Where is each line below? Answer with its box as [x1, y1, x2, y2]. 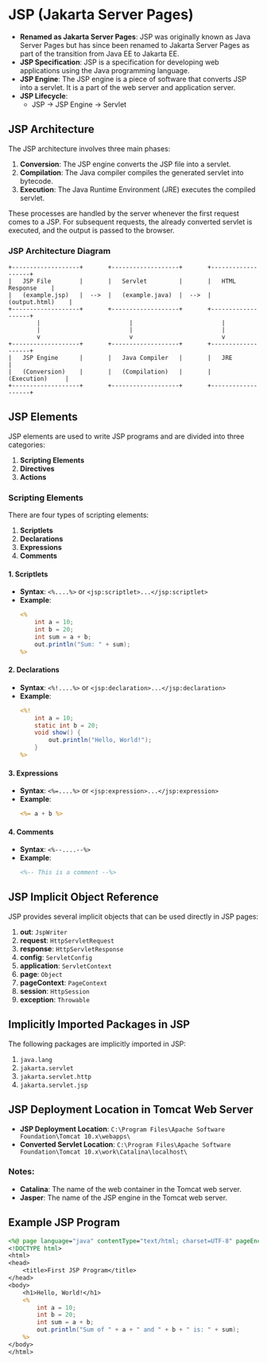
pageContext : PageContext [19, 978, 107, 987]
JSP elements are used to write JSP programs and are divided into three [8, 432, 245, 441]
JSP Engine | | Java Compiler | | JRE [22, 354, 233, 362]
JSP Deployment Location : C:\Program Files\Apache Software [19, 1124, 225, 1134]
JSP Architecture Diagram [8, 245, 111, 256]
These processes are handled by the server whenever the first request [8, 209, 240, 218]
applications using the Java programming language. [19, 65, 191, 75]
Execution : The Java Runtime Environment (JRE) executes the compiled [19, 185, 256, 194]
